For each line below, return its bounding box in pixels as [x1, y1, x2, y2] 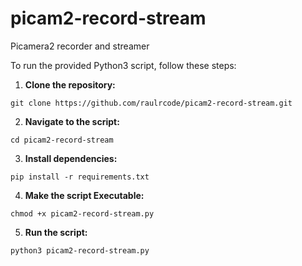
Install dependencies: [24, 152, 118, 164]
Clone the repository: [24, 78, 116, 91]
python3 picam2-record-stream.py [10, 245, 150, 256]
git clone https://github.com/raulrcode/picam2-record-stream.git [10, 98, 293, 108]
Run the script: [24, 226, 88, 238]
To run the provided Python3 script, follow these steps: [10, 59, 237, 71]
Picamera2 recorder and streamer [10, 40, 150, 52]
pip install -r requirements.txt [10, 172, 150, 182]
